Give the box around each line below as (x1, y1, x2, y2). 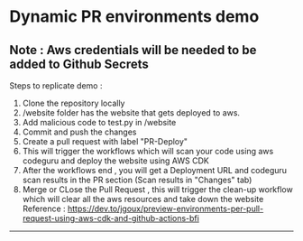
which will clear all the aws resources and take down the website (22, 194, 264, 204)
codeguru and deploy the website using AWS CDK (22, 155, 209, 166)
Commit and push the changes (22, 126, 137, 137)
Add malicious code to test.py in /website (22, 117, 177, 127)
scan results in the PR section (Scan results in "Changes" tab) (22, 174, 252, 185)
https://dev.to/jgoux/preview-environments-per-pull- (67, 203, 264, 214)
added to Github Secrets (9, 56, 149, 71)
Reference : (22, 203, 66, 214)
